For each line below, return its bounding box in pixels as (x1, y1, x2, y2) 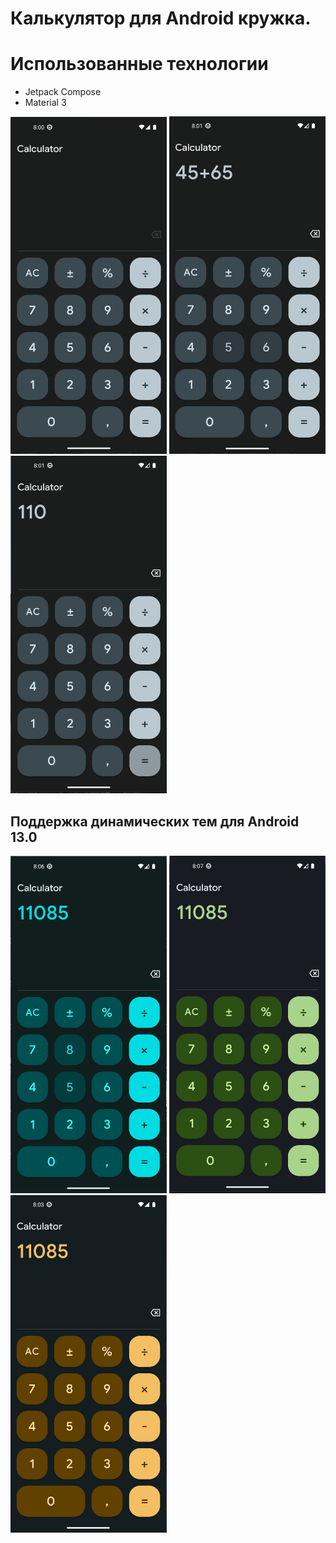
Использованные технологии (10, 53, 269, 76)
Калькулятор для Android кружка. (10, 7, 312, 30)
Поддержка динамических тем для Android (10, 813, 300, 830)
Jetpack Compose (24, 86, 102, 98)
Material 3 (24, 97, 67, 109)
